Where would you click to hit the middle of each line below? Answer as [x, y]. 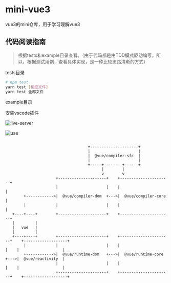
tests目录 [15, 72]
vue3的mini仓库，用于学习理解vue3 [43, 24]
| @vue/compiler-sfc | [114, 156]
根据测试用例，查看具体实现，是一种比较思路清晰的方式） [88, 61]
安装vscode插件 [22, 113]
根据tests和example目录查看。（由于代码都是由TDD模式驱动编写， [87, 55]
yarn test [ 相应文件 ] [27, 87]
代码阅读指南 [26, 42]
